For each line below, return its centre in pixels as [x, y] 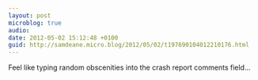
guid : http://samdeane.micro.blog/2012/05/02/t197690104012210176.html [129, 45]
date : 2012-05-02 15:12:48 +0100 [63, 38]
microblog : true [35, 23]
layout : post [30, 15]
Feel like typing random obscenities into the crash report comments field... [129, 67]
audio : [19, 30]
